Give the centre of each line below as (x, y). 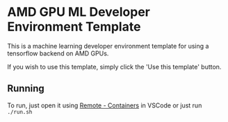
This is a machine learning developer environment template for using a (108, 46)
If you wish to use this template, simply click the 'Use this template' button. (114, 67)
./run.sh (20, 112)
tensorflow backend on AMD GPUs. (58, 53)
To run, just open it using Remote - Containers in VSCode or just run (105, 105)
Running (26, 88)
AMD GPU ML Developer (79, 12)
